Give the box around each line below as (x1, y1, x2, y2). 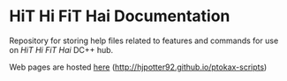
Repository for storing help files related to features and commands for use (9, 35, 279, 46)
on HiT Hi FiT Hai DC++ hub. (9, 44, 114, 55)
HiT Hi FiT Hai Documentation (9, 6, 230, 26)
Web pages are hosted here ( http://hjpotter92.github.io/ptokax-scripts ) (9, 62, 268, 72)
